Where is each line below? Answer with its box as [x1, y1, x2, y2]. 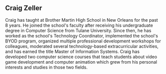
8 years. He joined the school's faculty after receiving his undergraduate [5, 22, 153, 28]
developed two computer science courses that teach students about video [5, 54, 158, 60]
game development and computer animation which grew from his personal [5, 59, 158, 65]
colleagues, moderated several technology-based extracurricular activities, [5, 43, 159, 49]
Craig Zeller [5, 4, 42, 12]
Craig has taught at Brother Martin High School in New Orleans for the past [5, 17, 158, 23]
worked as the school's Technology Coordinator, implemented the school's [5, 33, 159, 38]
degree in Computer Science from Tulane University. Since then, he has [5, 27, 152, 34]
